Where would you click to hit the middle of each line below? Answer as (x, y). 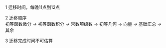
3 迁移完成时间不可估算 (29, 41)
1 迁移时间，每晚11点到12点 (33, 7)
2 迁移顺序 (16, 18)
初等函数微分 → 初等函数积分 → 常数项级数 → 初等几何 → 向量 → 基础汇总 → (83, 24)
